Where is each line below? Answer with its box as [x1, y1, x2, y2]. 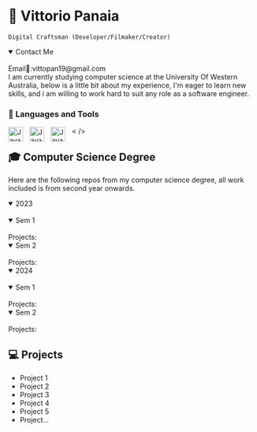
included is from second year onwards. [8, 184, 136, 193]
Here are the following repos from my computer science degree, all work [8, 175, 244, 184]
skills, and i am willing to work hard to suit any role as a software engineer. [8, 88, 250, 98]
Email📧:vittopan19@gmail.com [8, 63, 106, 73]
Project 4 [19, 398, 50, 408]
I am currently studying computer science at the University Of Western [8, 72, 238, 81]
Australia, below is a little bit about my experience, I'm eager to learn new [8, 80, 247, 90]
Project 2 [19, 382, 50, 391]
